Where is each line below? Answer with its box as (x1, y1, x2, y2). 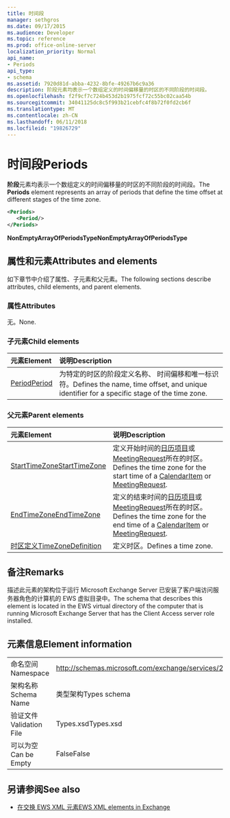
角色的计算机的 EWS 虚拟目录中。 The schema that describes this (18, 594, 203, 603)
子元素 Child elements (7, 337, 80, 346)
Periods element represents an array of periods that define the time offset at (7, 188, 223, 196)
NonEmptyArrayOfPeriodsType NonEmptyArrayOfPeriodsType (7, 234, 188, 242)
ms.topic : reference (7, 36, 66, 43)
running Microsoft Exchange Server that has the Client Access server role (7, 610, 215, 618)
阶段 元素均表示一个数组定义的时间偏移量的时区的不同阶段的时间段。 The (7, 180, 210, 189)
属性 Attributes (7, 301, 56, 311)
